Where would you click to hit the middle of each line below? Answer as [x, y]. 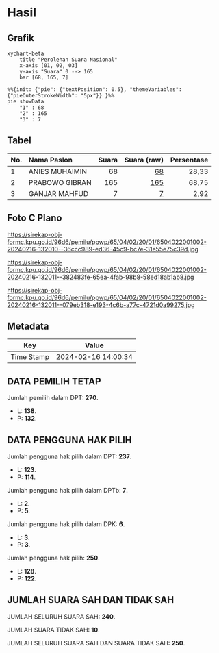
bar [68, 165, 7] [44, 77]
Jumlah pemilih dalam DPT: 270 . [53, 398]
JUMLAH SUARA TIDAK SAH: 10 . [54, 630]
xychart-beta [26, 53]
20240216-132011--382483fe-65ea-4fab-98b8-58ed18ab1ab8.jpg [101, 277]
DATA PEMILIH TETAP [54, 381]
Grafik [21, 38]
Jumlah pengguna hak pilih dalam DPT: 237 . [69, 456]
